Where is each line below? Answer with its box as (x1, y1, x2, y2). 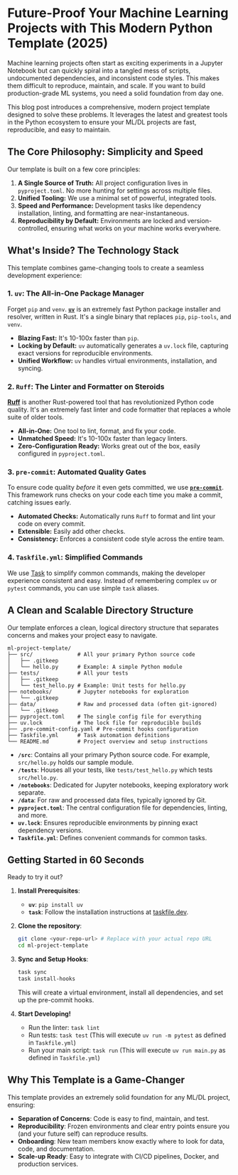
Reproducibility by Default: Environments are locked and (17, 216, 186, 225)
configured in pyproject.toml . (17, 449, 105, 458)
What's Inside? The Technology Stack (7, 245, 179, 257)
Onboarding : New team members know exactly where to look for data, (17, 1137, 225, 1145)
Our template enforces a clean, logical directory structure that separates (7, 623, 219, 632)
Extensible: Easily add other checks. (17, 527, 126, 536)
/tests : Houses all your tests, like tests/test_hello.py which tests (17, 766, 213, 774)
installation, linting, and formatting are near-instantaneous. (17, 208, 190, 218)
